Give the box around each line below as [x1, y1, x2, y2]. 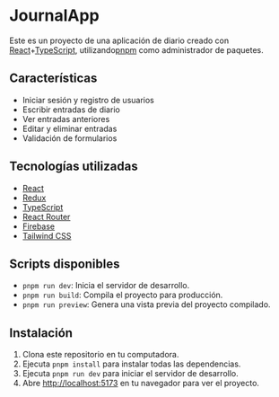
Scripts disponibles [9, 256, 120, 271]
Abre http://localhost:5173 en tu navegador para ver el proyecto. [22, 378, 260, 389]
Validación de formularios [22, 132, 118, 144]
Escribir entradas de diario [22, 104, 121, 115]
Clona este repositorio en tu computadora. [22, 349, 179, 360]
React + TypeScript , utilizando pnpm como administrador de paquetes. [9, 44, 264, 55]
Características [9, 71, 98, 86]
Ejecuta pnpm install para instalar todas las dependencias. [22, 358, 241, 369]
